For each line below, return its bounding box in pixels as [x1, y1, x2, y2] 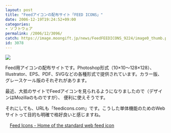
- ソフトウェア [5, 26, 33, 31]
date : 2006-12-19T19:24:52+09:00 [5, 17, 76, 22]
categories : [5, 21, 31, 27]
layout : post [5, 7, 33, 13]
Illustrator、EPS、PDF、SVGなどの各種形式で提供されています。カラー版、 [5, 71, 162, 77]
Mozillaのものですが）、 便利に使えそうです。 [14, 94, 108, 101]
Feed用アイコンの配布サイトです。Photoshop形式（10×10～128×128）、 [5, 64, 154, 71]
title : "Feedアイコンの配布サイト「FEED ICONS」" [5, 12, 103, 17]
